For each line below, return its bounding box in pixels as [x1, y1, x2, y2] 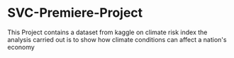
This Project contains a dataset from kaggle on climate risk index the [7, 28, 208, 36]
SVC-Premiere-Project [7, 5, 143, 21]
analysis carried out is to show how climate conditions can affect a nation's [7, 35, 227, 43]
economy [7, 43, 35, 51]
